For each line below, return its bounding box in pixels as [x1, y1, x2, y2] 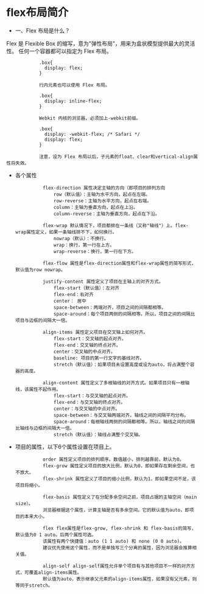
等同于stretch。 [15, 582, 53, 589]
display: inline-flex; [44, 98, 102, 104]
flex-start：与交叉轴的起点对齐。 [54, 392, 131, 399]
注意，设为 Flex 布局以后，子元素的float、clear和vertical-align [38, 154, 194, 160]
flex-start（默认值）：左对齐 [54, 285, 120, 291]
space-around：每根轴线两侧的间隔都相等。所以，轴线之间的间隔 [54, 419, 195, 425]
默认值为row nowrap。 [15, 266, 66, 273]
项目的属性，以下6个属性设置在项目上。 [15, 443, 115, 450]
